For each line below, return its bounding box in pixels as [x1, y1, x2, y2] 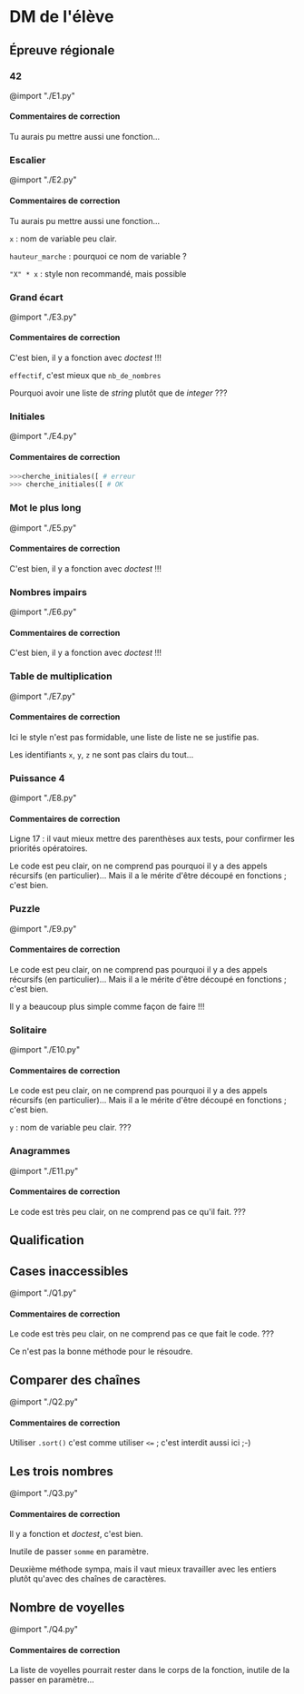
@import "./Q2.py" [9, 1396, 79, 1407]
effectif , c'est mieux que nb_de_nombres [9, 370, 162, 381]
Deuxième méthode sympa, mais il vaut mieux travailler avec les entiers [9, 1563, 277, 1575]
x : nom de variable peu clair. [9, 233, 118, 244]
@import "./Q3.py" [9, 1488, 79, 1499]
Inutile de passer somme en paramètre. [9, 1546, 150, 1557]
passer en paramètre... [9, 1674, 95, 1685]
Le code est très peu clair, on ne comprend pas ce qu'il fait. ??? [9, 1206, 247, 1217]
